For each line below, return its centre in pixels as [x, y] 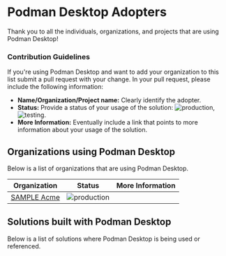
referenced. [24, 246]
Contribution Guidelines [49, 56]
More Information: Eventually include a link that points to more [108, 122]
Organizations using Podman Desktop [91, 151]
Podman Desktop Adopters [87, 12]
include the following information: [55, 87]
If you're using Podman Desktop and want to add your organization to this [113, 72]
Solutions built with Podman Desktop [89, 222]
